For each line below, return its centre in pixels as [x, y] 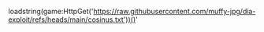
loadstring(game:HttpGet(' [51, 11]
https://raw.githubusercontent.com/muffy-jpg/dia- [175, 11]
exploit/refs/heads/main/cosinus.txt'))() [72, 20]
